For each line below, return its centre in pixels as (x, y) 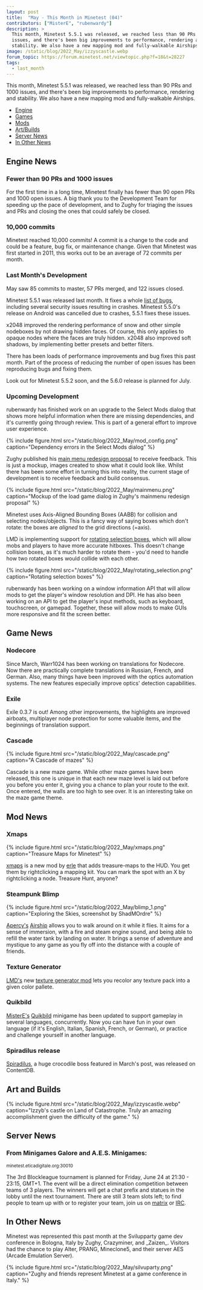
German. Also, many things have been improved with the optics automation (100, 676)
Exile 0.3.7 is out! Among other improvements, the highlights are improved (98, 712)
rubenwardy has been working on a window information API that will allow (98, 588)
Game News (30, 633)
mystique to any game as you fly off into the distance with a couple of (93, 945)
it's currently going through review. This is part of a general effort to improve (101, 422)
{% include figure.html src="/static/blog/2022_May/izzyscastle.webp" (94, 1104)
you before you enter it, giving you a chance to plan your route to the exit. (98, 785)
